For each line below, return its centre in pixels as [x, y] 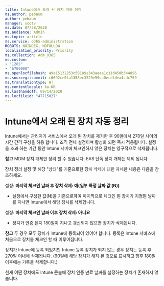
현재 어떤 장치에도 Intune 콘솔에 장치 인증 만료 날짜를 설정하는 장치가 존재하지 [79, 272]
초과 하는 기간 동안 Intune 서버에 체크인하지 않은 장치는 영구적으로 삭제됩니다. [84, 148]
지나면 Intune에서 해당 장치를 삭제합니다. [56, 202]
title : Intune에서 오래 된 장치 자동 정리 [43, 10]
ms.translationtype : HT [29, 82]
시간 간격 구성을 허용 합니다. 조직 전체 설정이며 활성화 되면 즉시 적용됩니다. [76, 142]
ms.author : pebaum [24, 14]
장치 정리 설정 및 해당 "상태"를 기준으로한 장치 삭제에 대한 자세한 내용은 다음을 [80, 169]
